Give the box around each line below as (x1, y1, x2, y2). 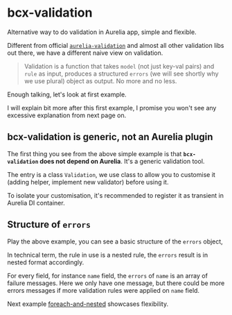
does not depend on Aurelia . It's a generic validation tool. (39, 157, 205, 165)
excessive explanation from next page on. (7, 111, 127, 119)
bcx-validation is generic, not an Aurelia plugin (7, 131, 213, 143)
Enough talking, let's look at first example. (7, 90, 127, 99)
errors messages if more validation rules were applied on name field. (7, 286, 199, 294)
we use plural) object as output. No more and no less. (24, 76, 177, 85)
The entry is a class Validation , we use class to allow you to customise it (7, 170, 216, 178)
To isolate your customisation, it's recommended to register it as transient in (7, 191, 224, 199)
